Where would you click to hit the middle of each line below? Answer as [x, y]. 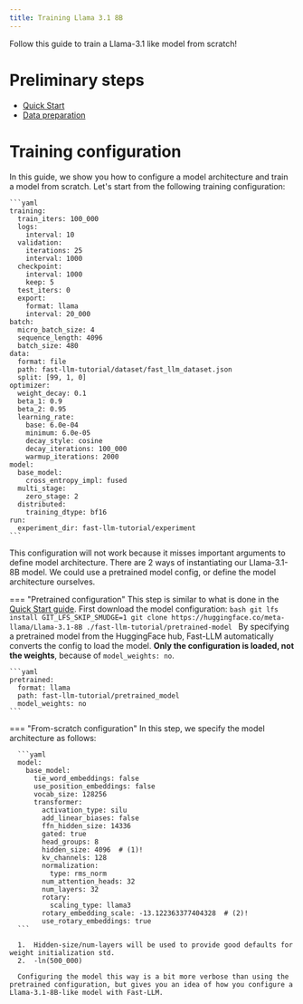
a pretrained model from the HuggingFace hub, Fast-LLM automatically [142, 636]
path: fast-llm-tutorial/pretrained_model [99, 695]
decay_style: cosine [64, 440]
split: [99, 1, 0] [52, 377]
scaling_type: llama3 [90, 905]
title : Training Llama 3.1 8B [66, 18]
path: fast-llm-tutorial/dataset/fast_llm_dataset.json [125, 369]
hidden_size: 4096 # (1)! [93, 850]
